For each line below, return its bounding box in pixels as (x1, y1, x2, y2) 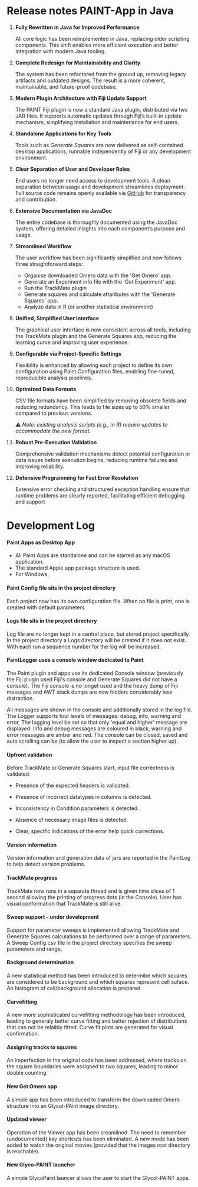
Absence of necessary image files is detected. (15, 817, 128, 824)
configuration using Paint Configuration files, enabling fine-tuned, (15, 368, 175, 375)
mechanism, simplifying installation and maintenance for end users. (15, 118, 179, 125)
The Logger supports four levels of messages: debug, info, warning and (6, 712, 181, 719)
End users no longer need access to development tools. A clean (15, 177, 170, 184)
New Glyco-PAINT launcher (6, 1161, 75, 1168)
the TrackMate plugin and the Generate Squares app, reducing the (15, 332, 177, 339)
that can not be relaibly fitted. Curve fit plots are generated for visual (6, 1024, 173, 1031)
